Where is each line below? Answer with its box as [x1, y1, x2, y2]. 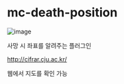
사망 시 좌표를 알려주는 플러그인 [7, 41, 92, 49]
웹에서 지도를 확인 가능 [7, 69, 68, 77]
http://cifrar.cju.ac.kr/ [7, 55, 67, 63]
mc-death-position [7, 5, 118, 20]
